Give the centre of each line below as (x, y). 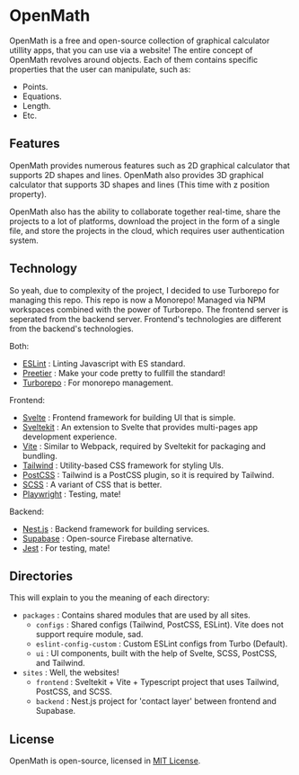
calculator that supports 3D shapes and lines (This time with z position (140, 185)
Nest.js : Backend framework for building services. (116, 528)
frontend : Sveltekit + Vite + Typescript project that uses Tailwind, (158, 682)
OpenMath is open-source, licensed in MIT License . (105, 761)
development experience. (70, 437)
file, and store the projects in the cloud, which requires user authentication (147, 230)
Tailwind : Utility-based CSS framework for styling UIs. (123, 465)
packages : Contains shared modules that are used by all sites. (136, 615)
